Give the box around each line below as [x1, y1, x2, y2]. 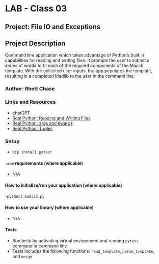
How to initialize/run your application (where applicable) [5, 182, 122, 188]
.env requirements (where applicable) [5, 160, 83, 166]
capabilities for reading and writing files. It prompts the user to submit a [5, 58, 150, 63]
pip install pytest [12, 149, 53, 155]
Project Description [5, 39, 66, 47]
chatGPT [12, 110, 30, 116]
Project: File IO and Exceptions [5, 23, 101, 31]
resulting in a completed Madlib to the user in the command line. [5, 73, 135, 79]
